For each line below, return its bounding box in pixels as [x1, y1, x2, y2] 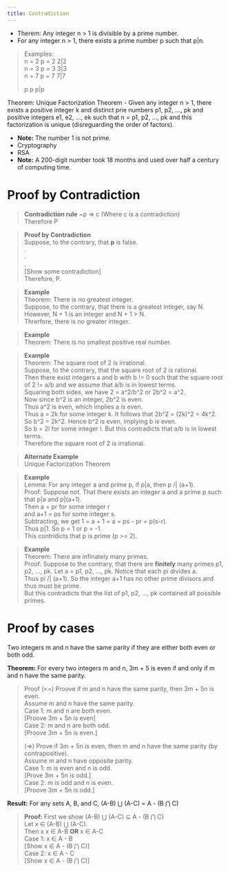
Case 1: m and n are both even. [23, 706, 112, 715]
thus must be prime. [23, 582, 81, 590]
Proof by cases [7, 620, 95, 636]
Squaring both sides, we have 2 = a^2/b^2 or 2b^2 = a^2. [23, 387, 186, 396]
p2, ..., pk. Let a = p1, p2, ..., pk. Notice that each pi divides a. [23, 566, 198, 575]
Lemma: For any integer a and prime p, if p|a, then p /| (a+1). [23, 480, 196, 489]
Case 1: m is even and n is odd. [23, 764, 112, 772]
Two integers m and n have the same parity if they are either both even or [7, 643, 216, 651]
